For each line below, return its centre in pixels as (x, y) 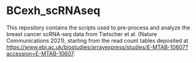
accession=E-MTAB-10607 (40, 53)
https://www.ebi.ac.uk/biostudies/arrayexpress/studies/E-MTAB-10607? (97, 47)
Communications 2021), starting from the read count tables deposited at (97, 40)
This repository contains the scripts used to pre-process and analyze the (98, 28)
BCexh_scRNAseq (53, 11)
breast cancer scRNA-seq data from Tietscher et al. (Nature (82, 34)
